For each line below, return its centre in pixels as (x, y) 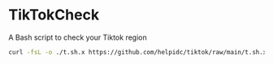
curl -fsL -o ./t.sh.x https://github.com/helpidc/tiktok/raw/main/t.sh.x (138, 52)
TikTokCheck (54, 15)
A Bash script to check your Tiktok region (78, 37)
